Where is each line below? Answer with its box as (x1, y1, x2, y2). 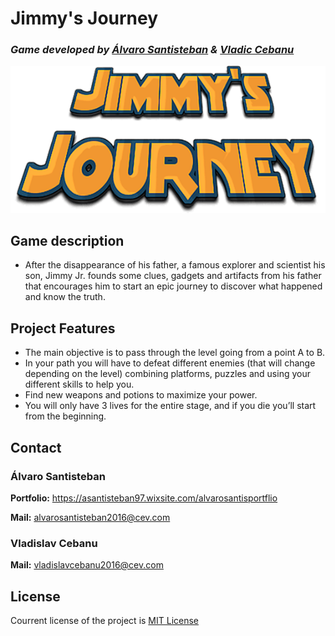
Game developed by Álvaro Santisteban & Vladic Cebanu (10, 43, 295, 57)
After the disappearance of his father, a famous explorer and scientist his (24, 259, 326, 271)
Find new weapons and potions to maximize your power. (24, 389, 258, 401)
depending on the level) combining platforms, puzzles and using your (24, 368, 311, 380)
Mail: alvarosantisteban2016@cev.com (10, 511, 171, 523)
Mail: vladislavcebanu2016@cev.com (10, 559, 164, 571)
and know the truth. (24, 291, 106, 303)
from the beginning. (24, 410, 107, 422)
